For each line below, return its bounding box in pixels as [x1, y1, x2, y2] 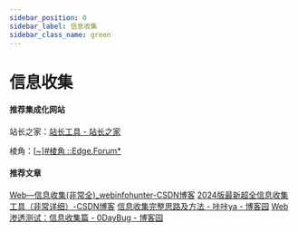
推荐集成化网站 [9, 104, 65, 115]
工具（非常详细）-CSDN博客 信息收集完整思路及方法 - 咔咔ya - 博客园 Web [9, 200, 289, 211]
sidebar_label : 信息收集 [9, 22, 98, 31]
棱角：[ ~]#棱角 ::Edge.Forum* [9, 145, 122, 156]
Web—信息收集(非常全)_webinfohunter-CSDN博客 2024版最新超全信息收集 [9, 189, 289, 200]
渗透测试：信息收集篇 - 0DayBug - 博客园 [9, 212, 164, 223]
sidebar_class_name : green [9, 30, 111, 39]
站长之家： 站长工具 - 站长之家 [9, 126, 121, 137]
